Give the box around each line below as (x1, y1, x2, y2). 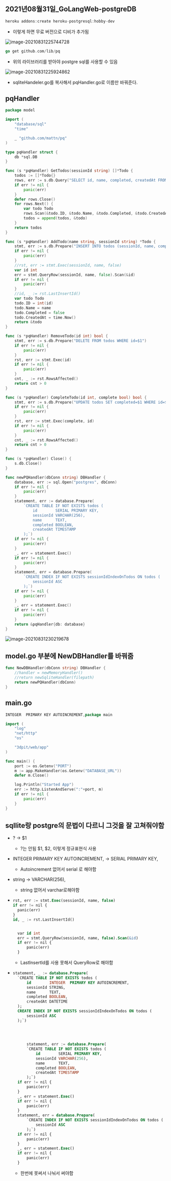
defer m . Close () (14, 773, 49, 778)
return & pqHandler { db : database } (14, 621, 85, 627)
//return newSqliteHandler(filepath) (14, 675, 95, 680)
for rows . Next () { (14, 201, 53, 206)
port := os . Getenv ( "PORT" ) (14, 764, 72, 769)
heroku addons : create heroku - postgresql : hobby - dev (5, 18, 115, 24)
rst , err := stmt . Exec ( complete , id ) (14, 418, 95, 424)
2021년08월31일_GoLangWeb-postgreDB (5, 5, 136, 14)
